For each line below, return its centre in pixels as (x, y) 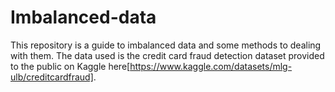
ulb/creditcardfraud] (52, 77)
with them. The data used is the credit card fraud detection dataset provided (167, 55)
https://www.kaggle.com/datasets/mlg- (211, 66)
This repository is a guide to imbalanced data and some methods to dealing (166, 45)
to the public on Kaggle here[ (70, 66)
